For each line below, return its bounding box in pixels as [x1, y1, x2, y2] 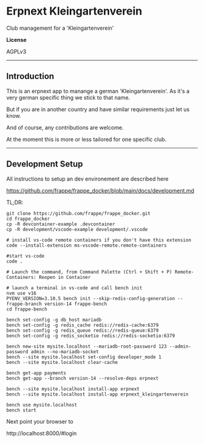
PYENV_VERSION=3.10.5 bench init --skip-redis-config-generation [6, 295, 175, 301]
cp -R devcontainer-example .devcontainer [6, 221, 115, 227]
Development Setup [6, 159, 83, 170]
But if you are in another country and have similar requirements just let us [6, 105, 190, 113]
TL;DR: [6, 199, 24, 206]
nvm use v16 [6, 290, 36, 296]
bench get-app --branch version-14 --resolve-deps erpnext [6, 375, 159, 381]
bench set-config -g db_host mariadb [6, 317, 102, 323]
